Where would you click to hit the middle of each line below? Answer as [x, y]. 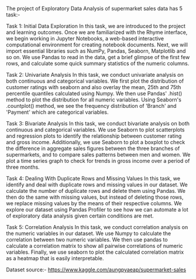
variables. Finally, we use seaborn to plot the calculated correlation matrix [95, 252]
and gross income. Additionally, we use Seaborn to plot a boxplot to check [96, 142]
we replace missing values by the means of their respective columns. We [94, 203]
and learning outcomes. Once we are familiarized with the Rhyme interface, [97, 32]
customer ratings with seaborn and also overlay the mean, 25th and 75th [94, 87]
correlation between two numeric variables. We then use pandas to [87, 239]
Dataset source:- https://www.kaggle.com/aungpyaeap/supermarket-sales [96, 270]
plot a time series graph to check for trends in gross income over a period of [98, 161]
